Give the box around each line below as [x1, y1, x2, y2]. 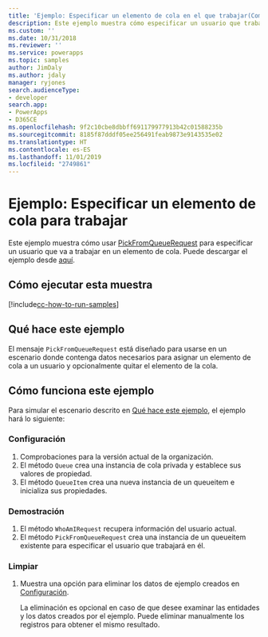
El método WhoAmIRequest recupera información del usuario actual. [19, 524, 237, 534]
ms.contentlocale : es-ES [8, 145, 91, 153]
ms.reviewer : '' [8, 42, 62, 50]
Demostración [8, 505, 65, 516]
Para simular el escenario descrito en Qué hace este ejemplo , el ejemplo [8, 405, 246, 415]
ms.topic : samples [8, 57, 69, 65]
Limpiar [8, 561, 38, 572]
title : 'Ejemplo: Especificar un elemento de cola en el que [8, 11, 216, 20]
